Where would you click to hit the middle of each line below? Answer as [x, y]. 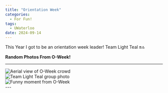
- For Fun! [21, 19]
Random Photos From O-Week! [38, 57]
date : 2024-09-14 [23, 33]
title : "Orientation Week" [33, 10]
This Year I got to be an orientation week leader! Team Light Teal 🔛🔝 [75, 47]
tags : [11, 24]
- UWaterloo [22, 28]
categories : [17, 14]
